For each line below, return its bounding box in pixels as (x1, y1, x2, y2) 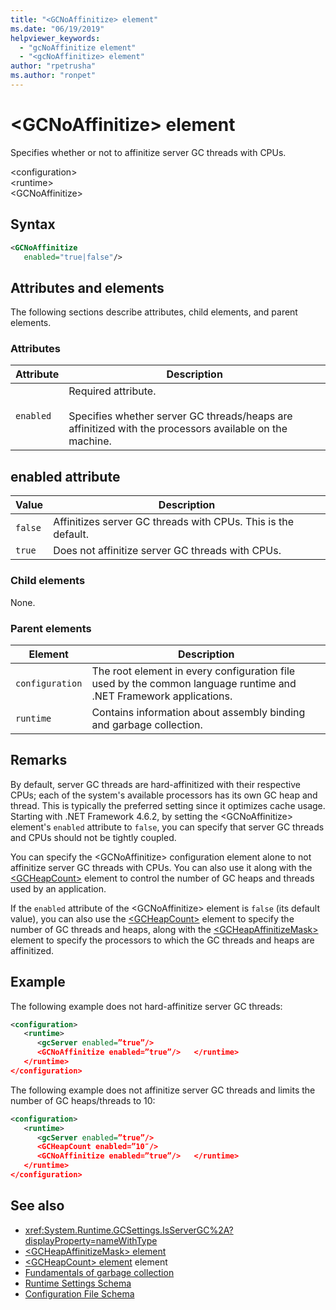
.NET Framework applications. (91, 689, 233, 703)
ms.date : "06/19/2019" (10, 24, 105, 34)
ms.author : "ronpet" (10, 71, 97, 81)
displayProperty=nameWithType (24, 1234, 158, 1246)
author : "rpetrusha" (10, 61, 97, 71)
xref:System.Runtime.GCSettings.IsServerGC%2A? (24, 1224, 234, 1236)
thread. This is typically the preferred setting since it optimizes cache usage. (10, 799, 326, 811)
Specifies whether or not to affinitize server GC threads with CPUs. (10, 146, 287, 158)
